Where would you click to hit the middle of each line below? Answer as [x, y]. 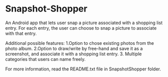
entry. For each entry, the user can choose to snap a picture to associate [81, 28]
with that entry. [21, 33]
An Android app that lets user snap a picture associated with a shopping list [84, 23]
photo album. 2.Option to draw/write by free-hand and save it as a [74, 48]
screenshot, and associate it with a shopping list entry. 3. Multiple [74, 54]
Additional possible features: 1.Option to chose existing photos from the [80, 43]
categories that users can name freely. [46, 59]
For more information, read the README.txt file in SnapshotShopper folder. [83, 69]
